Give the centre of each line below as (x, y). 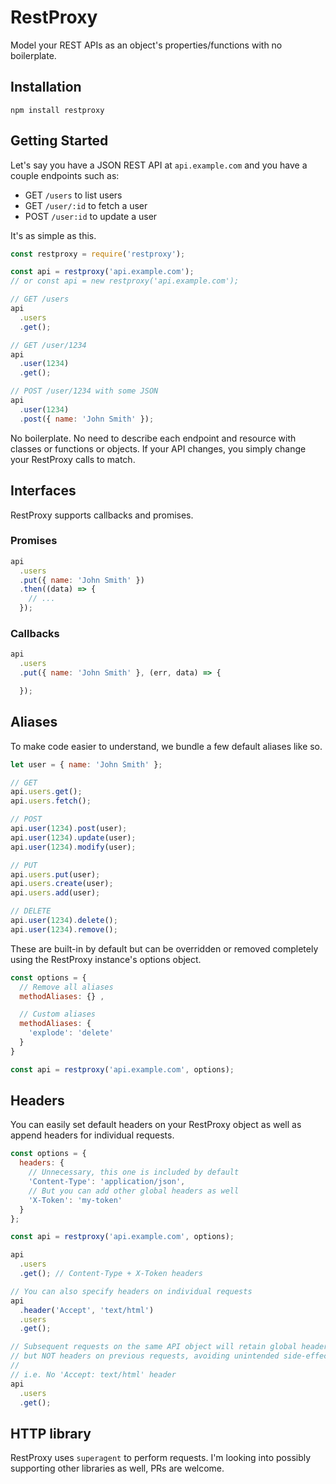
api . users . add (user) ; (55, 893)
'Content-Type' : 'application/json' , (107, 1182)
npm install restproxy (57, 110)
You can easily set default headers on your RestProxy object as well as (156, 1125)
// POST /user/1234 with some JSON (84, 391)
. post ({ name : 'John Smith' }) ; (87, 419)
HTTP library (51, 1433)
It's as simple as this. (53, 235)
